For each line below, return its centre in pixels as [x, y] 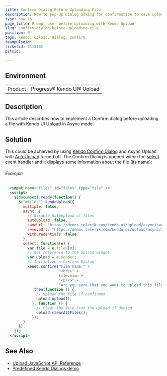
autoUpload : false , [47, 220]
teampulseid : [19, 42]
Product [17, 89]
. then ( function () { [53, 290]
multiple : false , [41, 206]
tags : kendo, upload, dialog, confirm [45, 38]
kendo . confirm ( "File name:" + [59, 267]
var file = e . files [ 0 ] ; [52, 248]
